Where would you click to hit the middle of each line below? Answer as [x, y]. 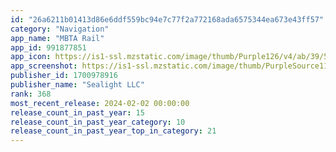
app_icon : [31, 57]
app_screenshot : [44, 66]
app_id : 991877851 [48, 47]
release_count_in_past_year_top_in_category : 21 [113, 131]
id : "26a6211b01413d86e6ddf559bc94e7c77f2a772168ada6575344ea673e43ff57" [167, 19]
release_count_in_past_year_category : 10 [98, 122]
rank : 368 [31, 94]
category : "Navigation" [60, 29]
